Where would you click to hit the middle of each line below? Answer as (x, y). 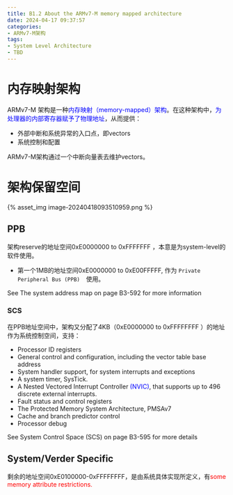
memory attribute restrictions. (50, 484)
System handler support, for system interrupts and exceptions (106, 371)
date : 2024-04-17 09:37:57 (46, 20)
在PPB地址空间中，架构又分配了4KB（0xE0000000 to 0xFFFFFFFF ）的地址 (116, 327)
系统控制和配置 (39, 142)
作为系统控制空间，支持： (44, 336)
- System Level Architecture (49, 46)
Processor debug (42, 423)
